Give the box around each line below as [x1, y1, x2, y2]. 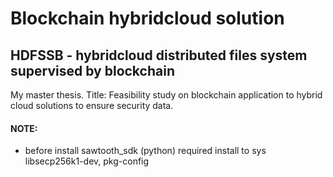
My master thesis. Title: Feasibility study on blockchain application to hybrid [10, 89, 323, 101]
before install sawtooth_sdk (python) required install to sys [24, 145, 267, 157]
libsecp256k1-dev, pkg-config [24, 155, 150, 167]
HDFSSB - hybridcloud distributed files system [10, 47, 308, 64]
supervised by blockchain [10, 62, 175, 79]
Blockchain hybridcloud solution [10, 7, 285, 30]
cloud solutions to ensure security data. [10, 100, 174, 111]
